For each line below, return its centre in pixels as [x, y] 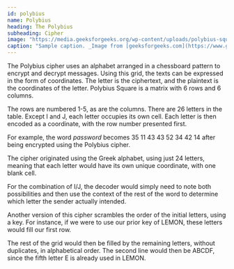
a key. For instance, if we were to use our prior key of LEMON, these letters [115, 222]
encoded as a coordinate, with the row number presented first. [97, 124]
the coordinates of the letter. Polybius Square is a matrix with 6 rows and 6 [114, 88]
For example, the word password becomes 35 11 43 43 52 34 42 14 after [111, 137]
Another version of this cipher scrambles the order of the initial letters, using [117, 215]
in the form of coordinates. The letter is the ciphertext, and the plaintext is [113, 80]
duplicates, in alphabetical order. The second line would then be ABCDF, [111, 251]
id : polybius [26, 14]
